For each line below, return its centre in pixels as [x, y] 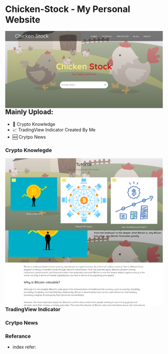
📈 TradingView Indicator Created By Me [54, 130]
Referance [18, 336]
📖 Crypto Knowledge [34, 124]
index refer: [24, 347]
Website [23, 20]
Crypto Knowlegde [29, 150]
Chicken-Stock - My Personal [68, 9]
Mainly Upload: [29, 112]
